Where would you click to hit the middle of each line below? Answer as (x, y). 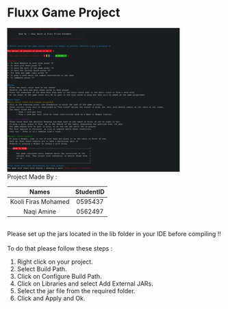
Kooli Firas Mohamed (40, 202)
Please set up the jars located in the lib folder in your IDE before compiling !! (114, 234)
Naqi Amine (40, 211)
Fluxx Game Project (64, 13)
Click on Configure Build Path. (59, 277)
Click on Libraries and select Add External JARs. (85, 284)
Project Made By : (32, 176)
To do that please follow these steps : (60, 249)
